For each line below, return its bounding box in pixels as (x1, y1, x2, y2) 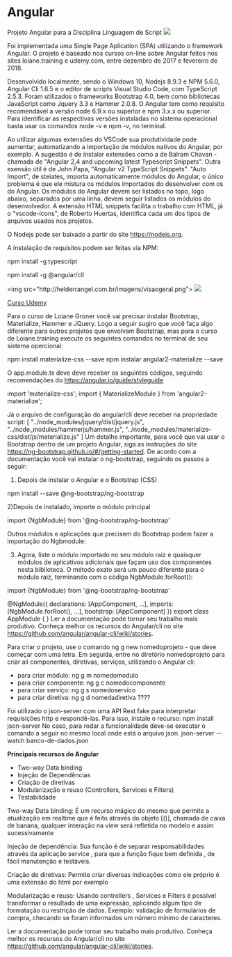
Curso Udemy (7, 298, 47, 306)
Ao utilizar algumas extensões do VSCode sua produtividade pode (7, 135, 197, 143)
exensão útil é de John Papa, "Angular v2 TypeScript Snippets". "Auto (7, 164, 206, 173)
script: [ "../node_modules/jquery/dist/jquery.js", (7, 417, 144, 426)
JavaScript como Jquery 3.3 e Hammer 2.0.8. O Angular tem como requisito (7, 99, 224, 108)
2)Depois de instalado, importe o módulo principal (7, 502, 151, 511)
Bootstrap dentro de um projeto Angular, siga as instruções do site (7, 439, 197, 448)
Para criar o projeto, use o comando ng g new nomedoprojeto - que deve (7, 642, 217, 651)
